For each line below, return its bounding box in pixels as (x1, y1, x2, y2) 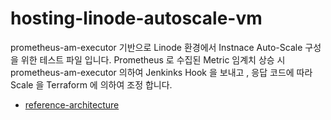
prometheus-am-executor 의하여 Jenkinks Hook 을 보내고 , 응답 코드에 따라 (10, 66, 313, 78)
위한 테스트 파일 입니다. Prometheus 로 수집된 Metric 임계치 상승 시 (20, 53, 286, 66)
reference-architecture (24, 98, 120, 111)
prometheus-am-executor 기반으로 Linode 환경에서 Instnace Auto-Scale (10, 41, 303, 53)
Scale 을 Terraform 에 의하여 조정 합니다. (10, 78, 173, 91)
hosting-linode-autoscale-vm (10, 7, 263, 30)
